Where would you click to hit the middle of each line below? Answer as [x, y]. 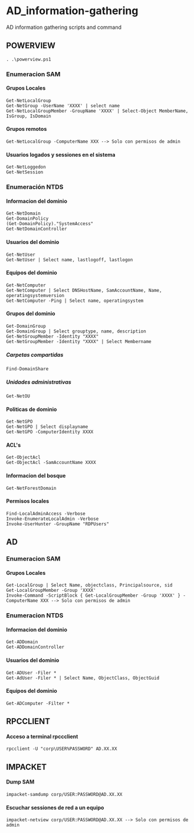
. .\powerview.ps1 [29, 59]
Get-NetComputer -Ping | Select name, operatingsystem [75, 301]
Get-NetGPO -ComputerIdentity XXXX [50, 432]
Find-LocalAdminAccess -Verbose [46, 513]
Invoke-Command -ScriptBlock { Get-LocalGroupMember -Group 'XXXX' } [93, 596]
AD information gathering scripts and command [64, 27]
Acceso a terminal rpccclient [42, 736]
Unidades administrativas [39, 382]
